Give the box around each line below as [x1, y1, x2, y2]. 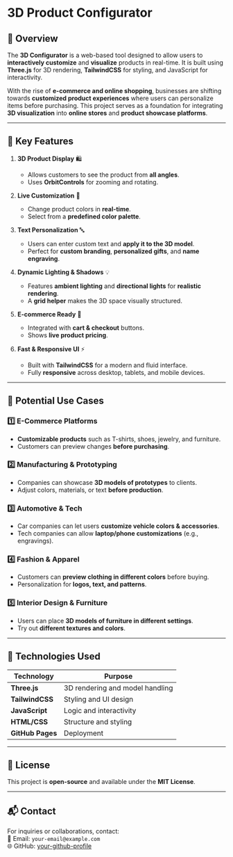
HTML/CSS [10, 716, 49, 726]
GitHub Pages [10, 728, 58, 738]
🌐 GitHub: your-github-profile [7, 842, 92, 850]
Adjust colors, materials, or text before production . [17, 486, 164, 494]
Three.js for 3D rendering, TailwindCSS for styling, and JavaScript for [7, 66, 208, 74]
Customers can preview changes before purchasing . [17, 442, 170, 450]
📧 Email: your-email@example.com [7, 835, 101, 843]
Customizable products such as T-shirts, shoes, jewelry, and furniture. [17, 435, 221, 443]
